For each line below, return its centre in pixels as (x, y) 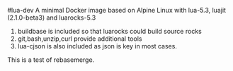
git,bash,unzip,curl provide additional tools (80, 39)
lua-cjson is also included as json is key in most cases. (97, 46)
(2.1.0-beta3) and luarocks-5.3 (52, 18)
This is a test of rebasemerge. (51, 60)
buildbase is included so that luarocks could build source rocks (109, 31)
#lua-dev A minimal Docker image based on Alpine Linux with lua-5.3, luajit (117, 10)
